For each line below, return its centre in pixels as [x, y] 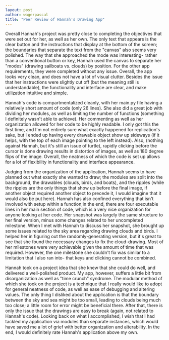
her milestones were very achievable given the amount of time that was [79, 247]
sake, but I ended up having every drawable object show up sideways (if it [82, 135]
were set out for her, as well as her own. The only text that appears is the [81, 39]
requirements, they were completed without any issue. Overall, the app [79, 71]
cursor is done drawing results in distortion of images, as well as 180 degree [84, 151]
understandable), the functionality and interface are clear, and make [76, 88]
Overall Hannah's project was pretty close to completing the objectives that [83, 34]
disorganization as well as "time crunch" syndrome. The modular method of [84, 279]
